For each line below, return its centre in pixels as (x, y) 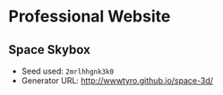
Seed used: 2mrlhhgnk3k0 (67, 71)
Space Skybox (49, 50)
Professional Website (90, 17)
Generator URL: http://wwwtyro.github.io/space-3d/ (117, 81)
